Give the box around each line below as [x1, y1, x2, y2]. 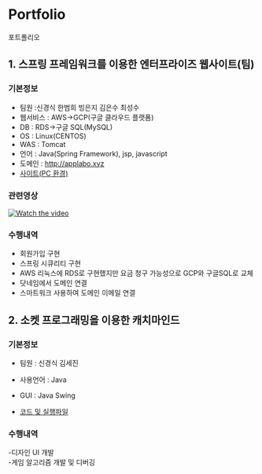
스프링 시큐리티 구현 [19, 259, 81, 268]
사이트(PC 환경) [19, 168, 68, 178]
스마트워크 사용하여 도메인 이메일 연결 [19, 288, 136, 298]
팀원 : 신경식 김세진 [19, 358, 79, 367]
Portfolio [8, 6, 66, 24]
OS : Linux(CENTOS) [19, 131, 87, 141]
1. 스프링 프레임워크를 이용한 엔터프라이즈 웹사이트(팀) [8, 57, 255, 72]
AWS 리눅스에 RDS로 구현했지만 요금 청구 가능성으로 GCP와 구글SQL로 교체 [19, 269, 254, 278]
